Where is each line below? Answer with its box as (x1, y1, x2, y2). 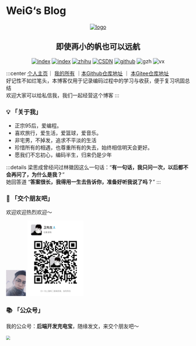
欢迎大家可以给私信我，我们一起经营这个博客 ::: (6, 92, 120, 99)
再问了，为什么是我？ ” (10, 171, 65, 178)
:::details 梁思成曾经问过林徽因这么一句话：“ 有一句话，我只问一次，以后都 (6, 164, 184, 171)
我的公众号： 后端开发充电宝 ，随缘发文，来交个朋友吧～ (6, 323, 139, 330)
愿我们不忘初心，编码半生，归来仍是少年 (14, 151, 112, 158)
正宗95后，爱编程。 (14, 122, 62, 129)
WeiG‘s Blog (6, 4, 66, 18)
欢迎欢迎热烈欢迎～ (6, 209, 52, 216)
